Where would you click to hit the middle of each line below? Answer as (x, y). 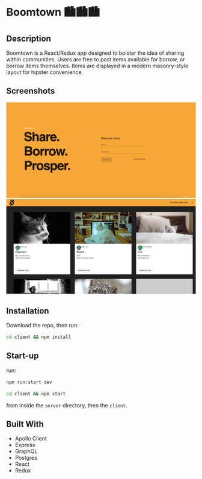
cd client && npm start (36, 394)
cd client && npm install (38, 337)
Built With (25, 424)
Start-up (23, 356)
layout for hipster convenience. (45, 72)
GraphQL (26, 451)
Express (25, 445)
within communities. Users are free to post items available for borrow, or (96, 59)
